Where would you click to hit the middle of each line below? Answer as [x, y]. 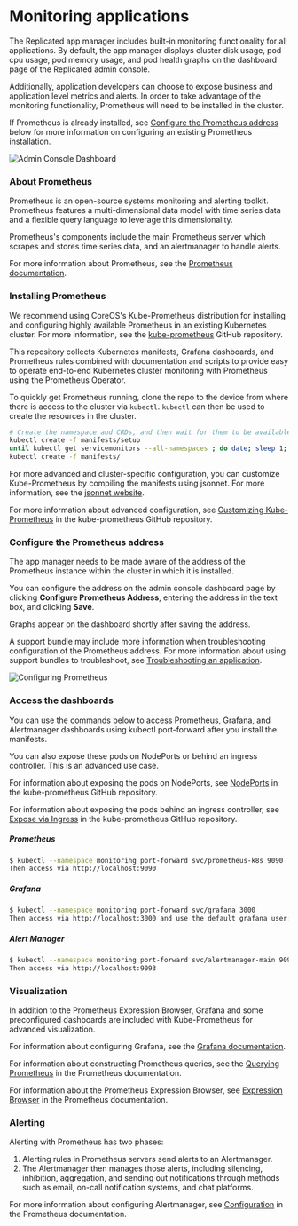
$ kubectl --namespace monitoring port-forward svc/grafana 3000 [132, 910]
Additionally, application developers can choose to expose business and [141, 86]
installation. [30, 141]
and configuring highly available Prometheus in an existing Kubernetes [138, 325]
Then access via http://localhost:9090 [83, 869]
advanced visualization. [52, 1029]
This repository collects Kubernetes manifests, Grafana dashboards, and [142, 352]
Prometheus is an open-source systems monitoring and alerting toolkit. [139, 201]
